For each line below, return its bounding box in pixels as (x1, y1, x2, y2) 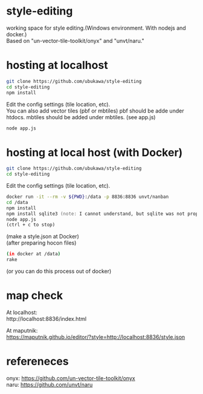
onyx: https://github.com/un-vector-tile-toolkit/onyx (6, 374, 135, 382)
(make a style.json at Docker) (6, 233, 80, 240)
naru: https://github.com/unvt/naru (6, 381, 93, 388)
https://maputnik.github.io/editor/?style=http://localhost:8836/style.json (6, 333, 185, 340)
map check (6, 289, 63, 303)
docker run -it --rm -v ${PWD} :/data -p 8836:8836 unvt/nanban (6, 194, 169, 200)
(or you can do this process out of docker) (6, 268, 112, 275)
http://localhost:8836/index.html (6, 315, 86, 322)
